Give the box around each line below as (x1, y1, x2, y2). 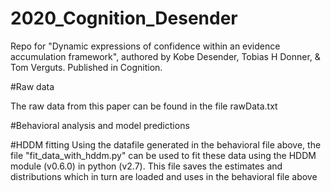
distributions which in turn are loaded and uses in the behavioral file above (10, 170, 318, 182)
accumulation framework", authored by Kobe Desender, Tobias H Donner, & (10, 50, 321, 62)
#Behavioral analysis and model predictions (10, 119, 190, 131)
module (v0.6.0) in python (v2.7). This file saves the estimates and (10, 160, 283, 172)
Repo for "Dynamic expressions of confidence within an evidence (10, 40, 281, 52)
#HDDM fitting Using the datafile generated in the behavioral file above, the (10, 138, 322, 151)
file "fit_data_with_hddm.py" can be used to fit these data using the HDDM (10, 149, 317, 161)
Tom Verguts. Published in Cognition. (10, 61, 163, 73)
